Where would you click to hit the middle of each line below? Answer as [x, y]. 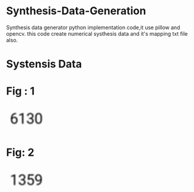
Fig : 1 [20, 91]
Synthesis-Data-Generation [76, 11]
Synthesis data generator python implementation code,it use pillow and [93, 27]
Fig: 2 [20, 152]
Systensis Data [44, 64]
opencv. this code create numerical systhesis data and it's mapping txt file [97, 33]
